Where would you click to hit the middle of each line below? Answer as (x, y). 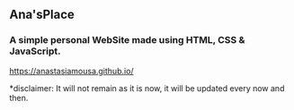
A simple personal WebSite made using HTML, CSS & (127, 40)
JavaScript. (35, 51)
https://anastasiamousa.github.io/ (71, 71)
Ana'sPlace (42, 15)
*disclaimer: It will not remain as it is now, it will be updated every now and (147, 88)
